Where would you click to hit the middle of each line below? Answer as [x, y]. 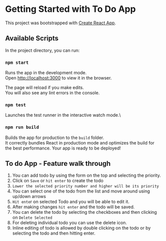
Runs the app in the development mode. [46, 73]
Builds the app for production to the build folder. [55, 138]
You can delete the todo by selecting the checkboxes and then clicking [84, 212]
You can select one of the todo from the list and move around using [81, 191]
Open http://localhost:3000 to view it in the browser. [58, 78]
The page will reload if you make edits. [45, 88]
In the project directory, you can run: [42, 50]
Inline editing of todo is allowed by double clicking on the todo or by [82, 228]
